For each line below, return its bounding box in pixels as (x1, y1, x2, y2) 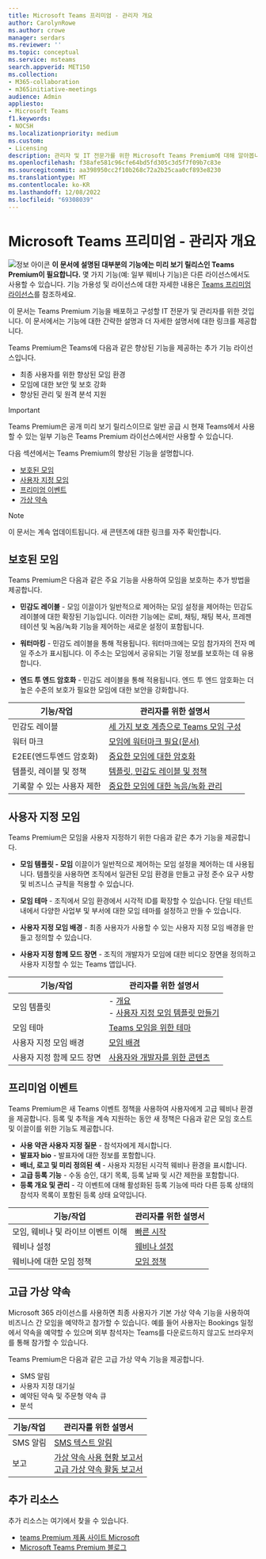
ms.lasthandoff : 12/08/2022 (8, 188, 101, 196)
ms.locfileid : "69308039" (8, 196, 93, 204)
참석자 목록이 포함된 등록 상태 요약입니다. (19, 1190, 147, 1199)
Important (8, 406, 40, 415)
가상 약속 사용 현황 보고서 (54, 1451, 143, 1462)
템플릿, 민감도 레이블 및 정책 (108, 766, 207, 777)
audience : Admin (8, 93, 62, 101)
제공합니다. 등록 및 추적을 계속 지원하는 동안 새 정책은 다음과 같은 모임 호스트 (16, 1114, 253, 1123)
